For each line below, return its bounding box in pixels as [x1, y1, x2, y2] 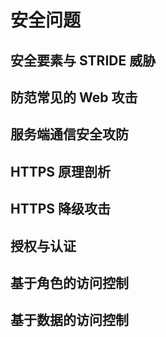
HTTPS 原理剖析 [10, 163, 112, 180]
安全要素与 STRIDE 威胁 [10, 52, 157, 69]
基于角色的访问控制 [10, 274, 129, 291]
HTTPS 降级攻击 [10, 201, 112, 218]
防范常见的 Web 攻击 [10, 89, 138, 106]
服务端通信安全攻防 [10, 126, 129, 143]
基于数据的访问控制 [10, 312, 129, 329]
